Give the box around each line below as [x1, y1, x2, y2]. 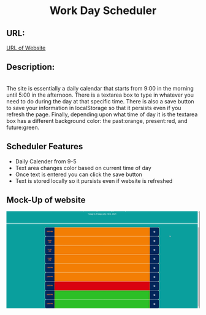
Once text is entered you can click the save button [15, 171, 143, 178]
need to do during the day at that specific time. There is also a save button [6, 97, 194, 105]
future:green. [6, 124, 40, 131]
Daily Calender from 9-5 [15, 157, 77, 165]
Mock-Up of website [6, 195, 86, 206]
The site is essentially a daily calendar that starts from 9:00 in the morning [6, 84, 194, 92]
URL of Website [6, 44, 46, 51]
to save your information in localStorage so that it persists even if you [6, 104, 181, 111]
